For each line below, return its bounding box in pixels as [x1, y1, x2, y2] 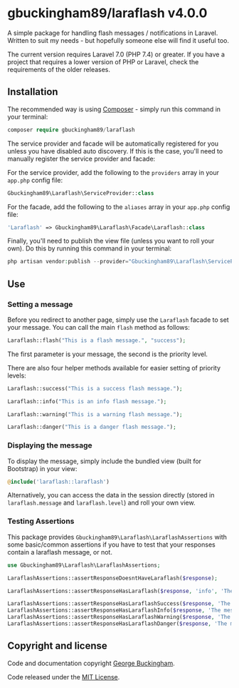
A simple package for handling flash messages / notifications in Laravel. [7, 29, 218, 37]
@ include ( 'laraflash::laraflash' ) [7, 478, 110, 485]
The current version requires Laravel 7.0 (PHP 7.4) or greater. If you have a [7, 50, 225, 59]
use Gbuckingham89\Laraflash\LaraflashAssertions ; [7, 562, 161, 569]
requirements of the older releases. [7, 65, 111, 74]
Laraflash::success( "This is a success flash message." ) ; [7, 385, 183, 392]
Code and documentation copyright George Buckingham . [7, 659, 176, 667]
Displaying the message [7, 440, 92, 450]
